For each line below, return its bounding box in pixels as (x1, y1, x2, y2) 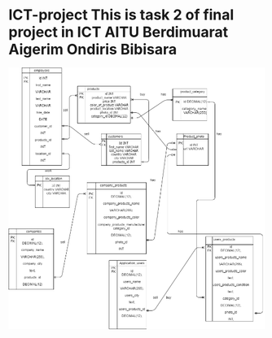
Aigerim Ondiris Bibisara (8, 41, 178, 58)
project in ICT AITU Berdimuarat (8, 23, 229, 41)
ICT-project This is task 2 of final (8, 6, 235, 24)
